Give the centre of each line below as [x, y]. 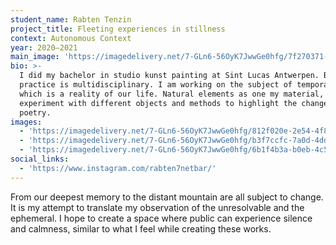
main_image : [35, 57]
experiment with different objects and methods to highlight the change [174, 103]
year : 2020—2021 [44, 47]
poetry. [35, 112]
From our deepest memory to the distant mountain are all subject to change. [167, 197]
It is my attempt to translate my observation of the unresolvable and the [157, 207]
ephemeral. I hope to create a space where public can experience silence [161, 218]
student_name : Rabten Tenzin [71, 19]
